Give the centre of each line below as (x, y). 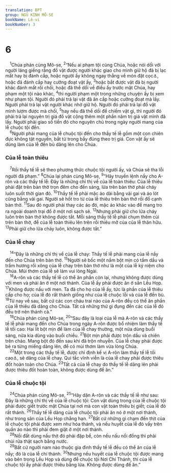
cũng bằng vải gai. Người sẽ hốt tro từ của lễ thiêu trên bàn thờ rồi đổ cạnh (84, 199)
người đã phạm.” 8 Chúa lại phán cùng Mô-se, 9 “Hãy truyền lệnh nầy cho (81, 176)
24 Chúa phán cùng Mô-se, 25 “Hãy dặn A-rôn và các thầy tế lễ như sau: (84, 395)
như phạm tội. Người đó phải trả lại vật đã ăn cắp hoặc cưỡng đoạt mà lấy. (83, 99)
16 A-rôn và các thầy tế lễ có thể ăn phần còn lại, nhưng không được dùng (87, 277)
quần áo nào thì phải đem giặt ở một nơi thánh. (54, 429)
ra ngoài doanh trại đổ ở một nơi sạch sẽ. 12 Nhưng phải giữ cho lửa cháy (81, 211)
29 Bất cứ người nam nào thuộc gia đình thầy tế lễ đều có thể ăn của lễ (83, 447)
